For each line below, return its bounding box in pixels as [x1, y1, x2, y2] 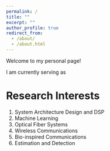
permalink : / [6, 8, 38, 15]
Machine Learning [14, 115, 59, 122]
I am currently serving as [6, 68, 66, 75]
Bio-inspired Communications [14, 133, 87, 140]
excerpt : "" [6, 19, 35, 25]
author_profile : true [6, 25, 59, 31]
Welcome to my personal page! [6, 57, 81, 64]
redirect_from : [6, 30, 43, 36]
